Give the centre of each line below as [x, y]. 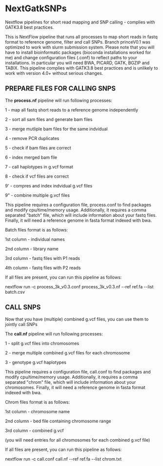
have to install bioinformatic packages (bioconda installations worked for [78, 52]
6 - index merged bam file [31, 157]
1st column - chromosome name [37, 411]
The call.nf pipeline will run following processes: [54, 334]
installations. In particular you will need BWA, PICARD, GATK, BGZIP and [77, 63]
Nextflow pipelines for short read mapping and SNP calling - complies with [80, 22]
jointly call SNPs [21, 324]
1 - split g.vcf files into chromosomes [42, 343]
